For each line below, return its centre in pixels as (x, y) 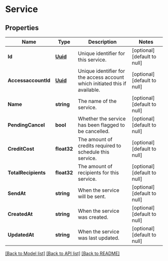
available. (89, 90)
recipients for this (98, 173)
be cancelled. (94, 131)
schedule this (93, 152)
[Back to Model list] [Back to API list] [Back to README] (62, 253)
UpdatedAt (21, 235)
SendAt (17, 193)
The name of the (97, 101)
